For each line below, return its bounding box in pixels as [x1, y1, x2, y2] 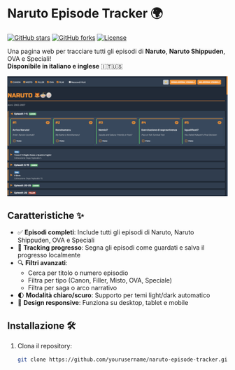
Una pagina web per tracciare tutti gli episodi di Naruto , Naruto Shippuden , [7, 47, 226, 55]
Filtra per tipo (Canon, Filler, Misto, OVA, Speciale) [27, 276, 173, 285]
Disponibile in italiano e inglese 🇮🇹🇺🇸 [7, 62, 123, 70]
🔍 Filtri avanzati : [17, 259, 68, 267]
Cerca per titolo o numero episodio [27, 269, 129, 277]
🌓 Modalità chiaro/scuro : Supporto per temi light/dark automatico [17, 291, 211, 299]
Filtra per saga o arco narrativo [27, 284, 117, 292]
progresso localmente [17, 251, 81, 259]
